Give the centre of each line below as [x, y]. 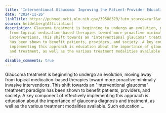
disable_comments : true [30, 60]
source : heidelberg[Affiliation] [40, 24]
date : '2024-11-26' [25, 14]
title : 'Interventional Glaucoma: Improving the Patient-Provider [75, 10]
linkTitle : [16, 19]
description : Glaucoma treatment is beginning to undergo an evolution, [82, 28]
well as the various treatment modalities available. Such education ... [75, 106]
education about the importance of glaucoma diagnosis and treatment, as [80, 101]
